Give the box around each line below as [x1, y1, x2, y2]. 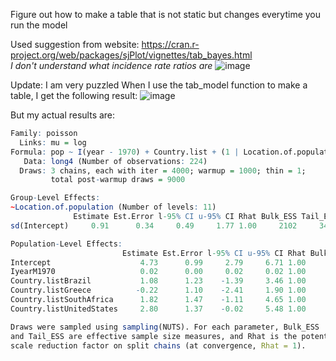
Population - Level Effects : [10, 239, 123, 249]
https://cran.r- [141, 39, 200, 50]
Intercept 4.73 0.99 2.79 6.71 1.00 [10, 257, 307, 268]
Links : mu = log [19, 137, 87, 148]
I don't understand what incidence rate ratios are [10, 60, 213, 71]
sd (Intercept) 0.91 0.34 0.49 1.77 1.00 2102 [10, 220, 298, 231]
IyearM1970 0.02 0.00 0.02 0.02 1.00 [10, 267, 307, 277]
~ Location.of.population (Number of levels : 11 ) [10, 202, 217, 213]
